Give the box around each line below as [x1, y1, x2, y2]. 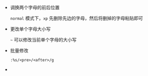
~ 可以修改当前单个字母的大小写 [10, 37, 77, 43]
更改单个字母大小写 [10, 26, 51, 32]
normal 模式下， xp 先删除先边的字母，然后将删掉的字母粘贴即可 [10, 15, 143, 21]
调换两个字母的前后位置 [10, 5, 60, 10]
